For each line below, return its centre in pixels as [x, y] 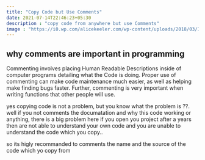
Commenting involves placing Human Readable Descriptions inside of [94, 68]
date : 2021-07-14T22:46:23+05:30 [49, 18]
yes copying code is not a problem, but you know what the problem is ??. [98, 106]
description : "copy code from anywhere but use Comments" [83, 23]
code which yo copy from [38, 151]
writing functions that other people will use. [61, 95]
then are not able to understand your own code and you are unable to [94, 126]
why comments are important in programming [95, 53]
